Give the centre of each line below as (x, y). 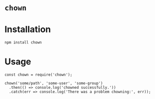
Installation (28, 30)
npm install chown (23, 42)
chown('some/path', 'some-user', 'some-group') (54, 83)
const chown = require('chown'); (39, 75)
